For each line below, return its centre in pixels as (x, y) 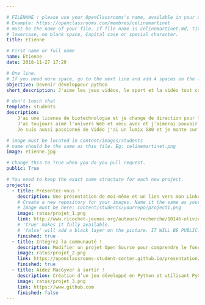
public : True (23, 169)
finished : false (38, 293)
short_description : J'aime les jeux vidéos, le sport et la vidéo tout (99, 90)
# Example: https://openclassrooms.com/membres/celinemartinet (88, 23)
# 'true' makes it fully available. (64, 225)
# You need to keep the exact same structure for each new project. (95, 180)
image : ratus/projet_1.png (52, 214)
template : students (31, 107)
